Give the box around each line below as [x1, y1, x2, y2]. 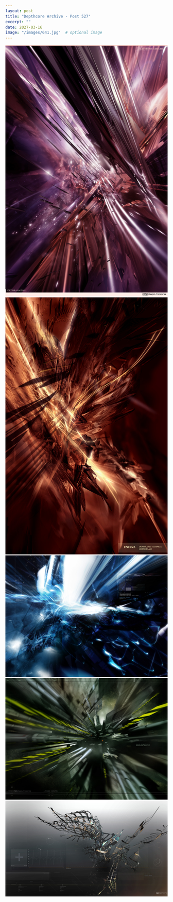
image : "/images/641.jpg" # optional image [5, 30, 102, 36]
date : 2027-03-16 [5, 25, 43, 30]
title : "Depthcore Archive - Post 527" [5, 13, 91, 19]
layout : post [5, 8, 33, 13]
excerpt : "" [5, 19, 31, 24]
